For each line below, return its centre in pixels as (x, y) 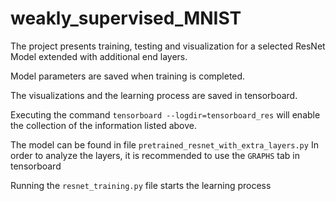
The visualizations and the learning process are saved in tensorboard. (154, 95)
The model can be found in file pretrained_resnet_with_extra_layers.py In (164, 144)
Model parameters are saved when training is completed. (128, 76)
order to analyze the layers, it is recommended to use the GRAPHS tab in (155, 155)
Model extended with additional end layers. (99, 56)
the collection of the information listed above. (103, 125)
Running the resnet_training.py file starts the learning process (141, 185)
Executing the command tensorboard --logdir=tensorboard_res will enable (165, 114)
